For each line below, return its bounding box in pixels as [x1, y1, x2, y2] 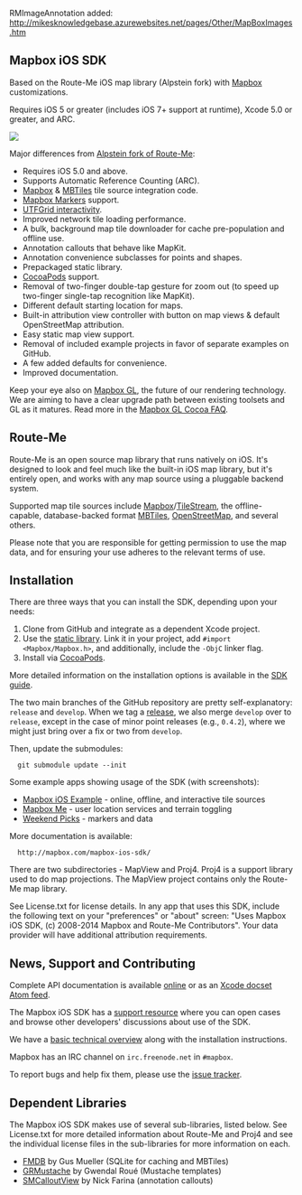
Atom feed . [9, 989, 51, 1001]
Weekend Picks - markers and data [22, 813, 153, 825]
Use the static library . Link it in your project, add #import [22, 633, 232, 644]
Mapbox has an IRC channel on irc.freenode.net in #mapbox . [9, 1051, 233, 1062]
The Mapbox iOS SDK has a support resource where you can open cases [9, 1007, 281, 1018]
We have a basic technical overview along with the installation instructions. [9, 1034, 288, 1045]
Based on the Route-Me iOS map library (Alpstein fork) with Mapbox [9, 77, 263, 88]
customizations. [9, 86, 69, 98]
